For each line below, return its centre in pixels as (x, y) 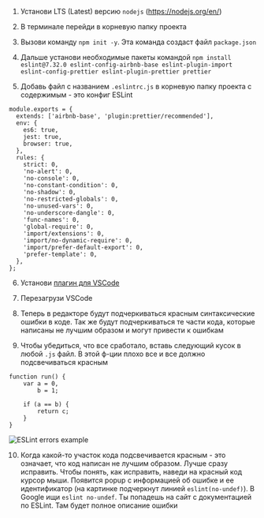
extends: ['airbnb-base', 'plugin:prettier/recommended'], (115, 116)
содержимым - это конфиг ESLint (76, 95)
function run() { (37, 377)
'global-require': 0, (58, 227)
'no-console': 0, (52, 178)
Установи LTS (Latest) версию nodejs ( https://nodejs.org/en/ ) (121, 11)
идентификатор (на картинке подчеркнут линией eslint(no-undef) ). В (138, 488)
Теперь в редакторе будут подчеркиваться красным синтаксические (138, 313)
